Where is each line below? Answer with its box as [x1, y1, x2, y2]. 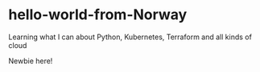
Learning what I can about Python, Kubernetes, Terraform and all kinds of [8, 32, 252, 42]
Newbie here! [8, 56, 53, 66]
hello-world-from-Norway [8, 6, 188, 24]
